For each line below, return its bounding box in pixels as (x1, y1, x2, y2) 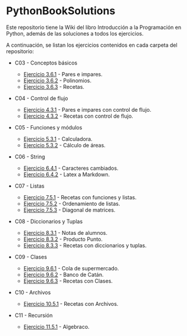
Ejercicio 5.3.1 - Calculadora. (23, 135, 93, 143)
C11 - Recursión (14, 312, 53, 319)
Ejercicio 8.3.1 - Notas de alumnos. (23, 229, 108, 236)
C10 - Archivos (14, 289, 51, 296)
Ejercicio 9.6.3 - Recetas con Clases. (23, 277, 113, 285)
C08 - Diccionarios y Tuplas (14, 218, 83, 225)
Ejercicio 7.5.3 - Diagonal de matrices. (23, 206, 116, 214)
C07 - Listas (14, 182, 45, 189)
